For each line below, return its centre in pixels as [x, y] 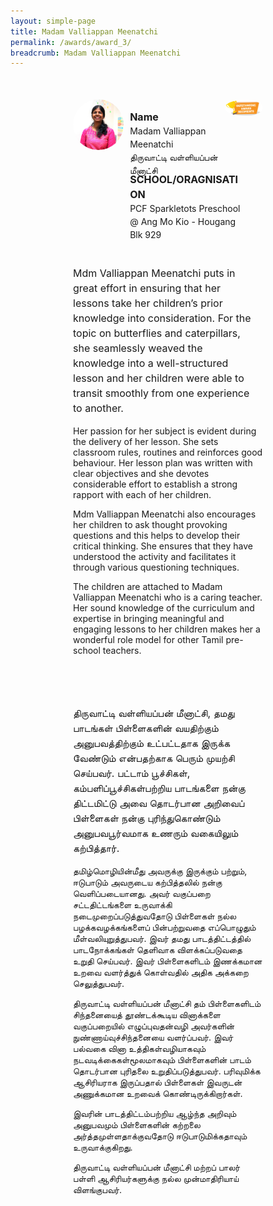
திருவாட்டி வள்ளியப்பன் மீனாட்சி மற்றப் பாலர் [157, 1167]
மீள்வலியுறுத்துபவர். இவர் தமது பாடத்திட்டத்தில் [162, 939]
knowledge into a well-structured [151, 363]
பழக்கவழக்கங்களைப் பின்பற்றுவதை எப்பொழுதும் [165, 927]
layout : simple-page [53, 21]
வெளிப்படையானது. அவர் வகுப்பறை [142, 894]
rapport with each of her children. [142, 495]
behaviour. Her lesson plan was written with [163, 463]
